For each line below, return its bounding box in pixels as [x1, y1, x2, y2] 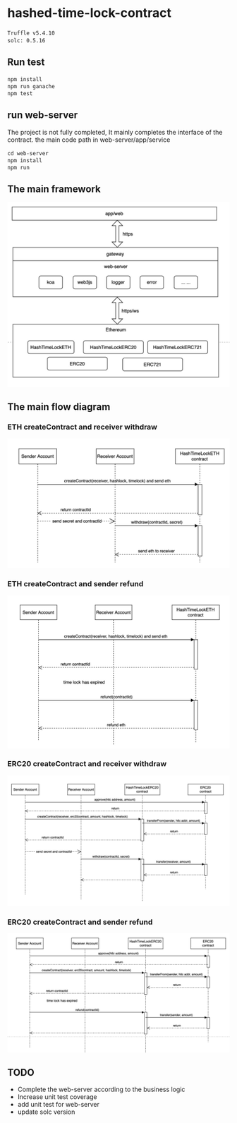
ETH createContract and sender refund [7, 579, 144, 589]
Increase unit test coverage [17, 1092, 97, 1101]
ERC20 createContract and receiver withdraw [7, 759, 167, 769]
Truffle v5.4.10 [7, 30, 55, 37]
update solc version [17, 1107, 75, 1116]
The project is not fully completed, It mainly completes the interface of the [7, 128, 223, 136]
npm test [7, 90, 33, 97]
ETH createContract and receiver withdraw [7, 422, 157, 432]
